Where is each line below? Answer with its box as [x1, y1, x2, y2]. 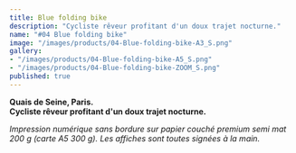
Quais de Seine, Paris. [9, 96, 94, 107]
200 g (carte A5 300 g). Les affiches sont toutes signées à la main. [9, 132, 261, 144]
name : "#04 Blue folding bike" [9, 30, 128, 39]
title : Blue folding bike [9, 13, 107, 22]
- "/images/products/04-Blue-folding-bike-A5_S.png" [9, 55, 213, 64]
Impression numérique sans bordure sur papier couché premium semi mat [9, 123, 287, 134]
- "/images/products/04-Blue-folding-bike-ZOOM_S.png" [9, 64, 221, 73]
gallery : [9, 47, 43, 56]
